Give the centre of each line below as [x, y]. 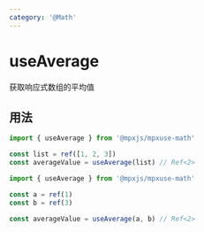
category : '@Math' [43, 17]
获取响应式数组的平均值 [52, 87]
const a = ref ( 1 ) [41, 194]
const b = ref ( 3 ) [41, 203]
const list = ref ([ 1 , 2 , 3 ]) [63, 155]
